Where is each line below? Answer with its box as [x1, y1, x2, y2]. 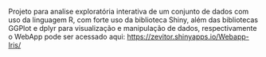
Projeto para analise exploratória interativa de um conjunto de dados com [8, 7, 249, 16]
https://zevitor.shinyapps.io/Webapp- [127, 32, 249, 41]
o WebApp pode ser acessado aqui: [8, 32, 126, 41]
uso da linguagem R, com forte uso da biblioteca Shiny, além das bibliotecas [8, 15, 259, 25]
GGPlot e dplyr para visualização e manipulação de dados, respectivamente [8, 24, 257, 32]
